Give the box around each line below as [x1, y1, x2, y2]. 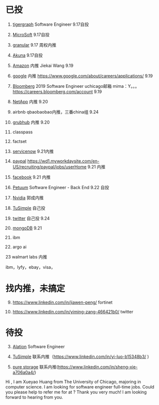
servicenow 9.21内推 [12, 148, 54, 154]
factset [12, 138, 27, 144]
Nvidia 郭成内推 [12, 194, 44, 200]
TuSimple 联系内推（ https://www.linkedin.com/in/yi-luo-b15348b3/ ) [12, 354, 149, 359]
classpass [12, 129, 33, 135]
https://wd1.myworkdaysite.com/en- [27, 158, 100, 164]
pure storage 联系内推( [12, 364, 58, 370]
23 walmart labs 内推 [5, 254, 48, 259]
